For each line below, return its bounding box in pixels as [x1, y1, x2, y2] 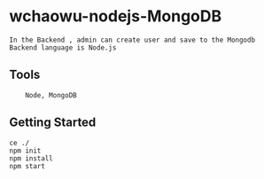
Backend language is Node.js [9, 43, 117, 52]
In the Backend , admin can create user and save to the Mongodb [9, 35, 255, 44]
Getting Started [9, 115, 97, 130]
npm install [9, 153, 53, 163]
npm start [9, 161, 46, 170]
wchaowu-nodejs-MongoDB [9, 6, 222, 27]
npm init [9, 146, 42, 155]
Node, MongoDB [25, 90, 77, 99]
